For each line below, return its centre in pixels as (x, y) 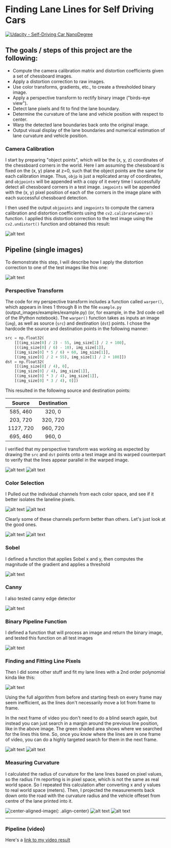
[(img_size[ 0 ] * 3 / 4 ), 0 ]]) (47, 381)
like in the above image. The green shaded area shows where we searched (84, 729)
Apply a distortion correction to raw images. (59, 81)
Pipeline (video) (25, 829)
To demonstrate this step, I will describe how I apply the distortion (74, 262)
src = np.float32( (25, 338)
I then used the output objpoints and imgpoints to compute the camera (80, 208)
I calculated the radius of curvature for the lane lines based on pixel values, (84, 774)
